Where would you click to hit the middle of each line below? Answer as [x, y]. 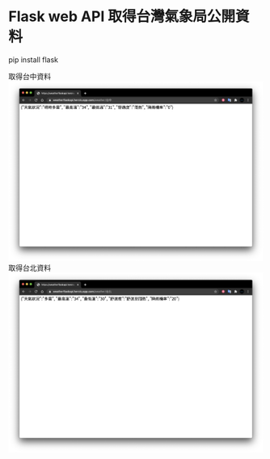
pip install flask [34, 59]
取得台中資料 [30, 76]
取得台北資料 [30, 268]
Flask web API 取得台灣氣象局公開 [122, 17]
